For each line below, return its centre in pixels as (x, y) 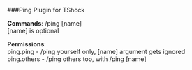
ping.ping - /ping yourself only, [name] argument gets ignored (96, 52)
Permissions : (27, 44)
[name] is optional (33, 31)
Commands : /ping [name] (45, 23)
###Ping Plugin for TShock (46, 10)
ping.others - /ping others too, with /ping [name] (77, 59)
